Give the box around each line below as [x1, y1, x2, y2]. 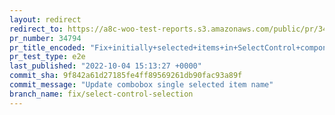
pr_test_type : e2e [9, 52, 86, 62]
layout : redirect [9, 14, 82, 25]
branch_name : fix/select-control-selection [9, 89, 194, 99]
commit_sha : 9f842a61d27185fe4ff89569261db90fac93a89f [9, 71, 243, 81]
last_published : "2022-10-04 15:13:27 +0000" [9, 61, 202, 71]
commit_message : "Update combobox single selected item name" [9, 80, 274, 90]
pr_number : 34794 [9, 33, 82, 43]
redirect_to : [9, 24, 64, 34]
